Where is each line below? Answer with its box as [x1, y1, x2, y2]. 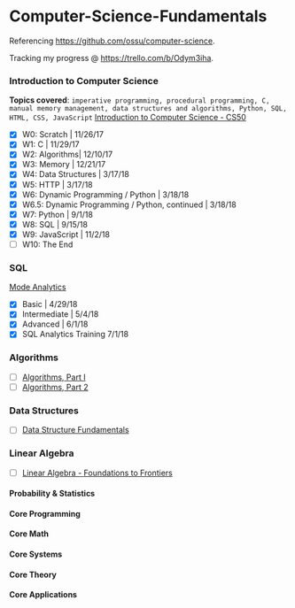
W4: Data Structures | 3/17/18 [21, 169, 130, 180]
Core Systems [9, 549, 63, 559]
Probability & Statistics [9, 489, 96, 499]
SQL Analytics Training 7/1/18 [21, 329, 129, 340]
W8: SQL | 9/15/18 [21, 219, 89, 229]
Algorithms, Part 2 [21, 381, 89, 392]
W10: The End [21, 239, 74, 250]
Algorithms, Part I [21, 372, 86, 382]
